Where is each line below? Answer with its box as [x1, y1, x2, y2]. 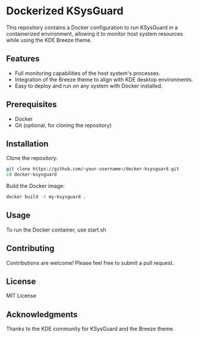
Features [6, 54, 40, 64]
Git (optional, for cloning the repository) [14, 121, 112, 129]
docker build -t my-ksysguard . [6, 194, 86, 200]
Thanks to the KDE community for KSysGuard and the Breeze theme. [6, 326, 175, 333]
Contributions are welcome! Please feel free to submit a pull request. [6, 259, 174, 266]
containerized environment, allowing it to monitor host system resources [6, 30, 183, 37]
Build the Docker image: [6, 183, 65, 190]
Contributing [6, 243, 55, 253]
